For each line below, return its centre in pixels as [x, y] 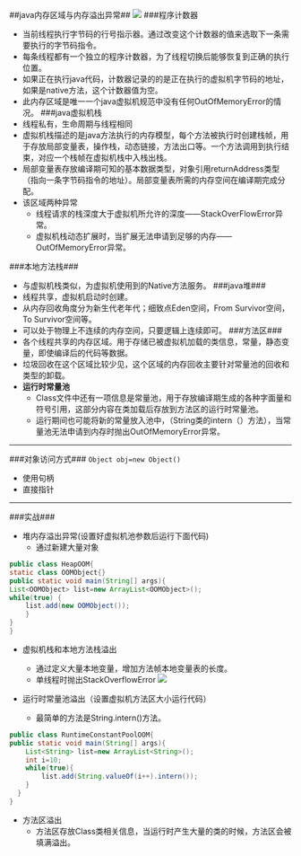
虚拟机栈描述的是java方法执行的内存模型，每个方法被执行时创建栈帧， [151, 135]
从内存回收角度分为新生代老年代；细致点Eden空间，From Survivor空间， [155, 308]
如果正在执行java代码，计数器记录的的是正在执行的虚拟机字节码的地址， [155, 79]
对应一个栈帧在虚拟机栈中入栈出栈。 [105, 158]
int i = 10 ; [44, 760]
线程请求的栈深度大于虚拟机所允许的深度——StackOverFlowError [155, 214]
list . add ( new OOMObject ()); [77, 606]
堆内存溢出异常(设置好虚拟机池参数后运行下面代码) [116, 536]
